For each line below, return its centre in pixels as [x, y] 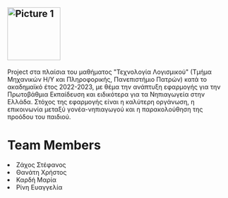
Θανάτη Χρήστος [42, 172]
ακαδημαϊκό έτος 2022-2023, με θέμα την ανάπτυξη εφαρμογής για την [114, 87]
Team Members [54, 145]
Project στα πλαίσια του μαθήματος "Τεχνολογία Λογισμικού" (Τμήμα [109, 72]
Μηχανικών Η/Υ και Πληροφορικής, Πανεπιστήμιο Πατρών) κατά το [107, 79]
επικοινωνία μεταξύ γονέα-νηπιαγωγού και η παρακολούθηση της [105, 109]
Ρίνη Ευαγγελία [40, 187]
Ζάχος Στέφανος [41, 165]
